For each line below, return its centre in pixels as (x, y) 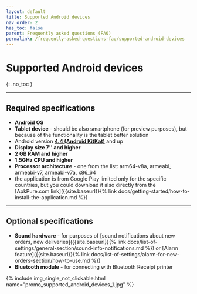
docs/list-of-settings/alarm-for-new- (135, 254)
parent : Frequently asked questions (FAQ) (59, 34)
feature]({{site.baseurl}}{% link (52, 254)
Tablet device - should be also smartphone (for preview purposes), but (101, 128)
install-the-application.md (46, 197)
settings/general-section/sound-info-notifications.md (79, 248)
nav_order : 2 (22, 22)
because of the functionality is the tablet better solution (81, 135)
